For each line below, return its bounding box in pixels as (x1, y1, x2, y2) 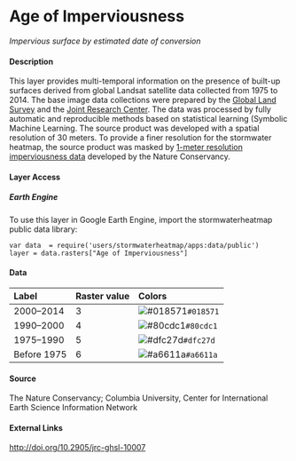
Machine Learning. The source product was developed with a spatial (9, 123, 260, 134)
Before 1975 (13, 348, 67, 361)
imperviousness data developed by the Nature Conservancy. (9, 151, 230, 162)
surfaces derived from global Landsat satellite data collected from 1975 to (9, 85, 278, 96)
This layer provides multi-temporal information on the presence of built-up (9, 76, 281, 86)
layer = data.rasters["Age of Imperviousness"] (9, 249, 189, 258)
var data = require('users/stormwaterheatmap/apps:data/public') (9, 241, 260, 250)
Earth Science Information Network (9, 402, 138, 413)
